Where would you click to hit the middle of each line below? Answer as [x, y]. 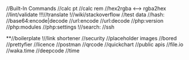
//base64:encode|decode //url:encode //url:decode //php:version [85, 21]
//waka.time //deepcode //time [43, 51]
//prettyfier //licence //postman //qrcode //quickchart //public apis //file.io [95, 44]
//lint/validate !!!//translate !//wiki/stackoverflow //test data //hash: [85, 15]
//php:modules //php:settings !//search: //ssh [60, 27]
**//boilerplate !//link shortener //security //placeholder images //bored [92, 38]
